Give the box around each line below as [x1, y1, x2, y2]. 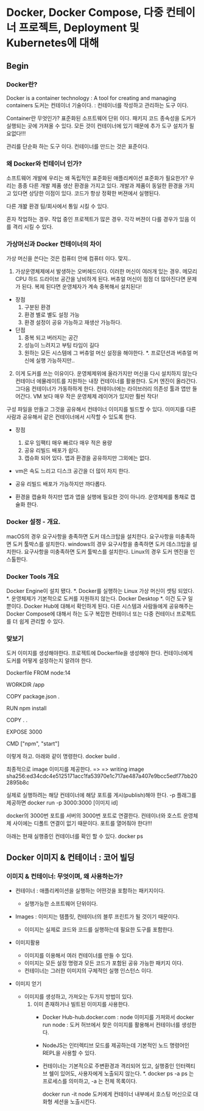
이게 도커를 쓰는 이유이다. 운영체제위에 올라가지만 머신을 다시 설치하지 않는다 [15, 370, 198, 377]
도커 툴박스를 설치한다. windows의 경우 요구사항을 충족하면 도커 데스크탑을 [12, 540, 191, 547]
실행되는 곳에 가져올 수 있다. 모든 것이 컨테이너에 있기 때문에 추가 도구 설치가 [6, 122, 188, 129]
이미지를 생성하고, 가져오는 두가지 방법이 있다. [24, 993, 133, 1000]
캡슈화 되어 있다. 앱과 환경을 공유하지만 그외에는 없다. [24, 455, 151, 462]
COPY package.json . [6, 693, 60, 700]
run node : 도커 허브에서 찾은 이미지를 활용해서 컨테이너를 [42, 1021, 181, 1029]
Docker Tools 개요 [6, 572, 60, 581]
